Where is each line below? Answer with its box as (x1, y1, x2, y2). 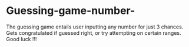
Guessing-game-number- (6, 4, 135, 17)
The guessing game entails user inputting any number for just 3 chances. (6, 23, 184, 30)
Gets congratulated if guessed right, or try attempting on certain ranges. (6, 29, 181, 36)
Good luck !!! (6, 35, 37, 42)
